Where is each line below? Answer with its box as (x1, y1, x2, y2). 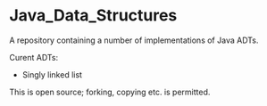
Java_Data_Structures (9, 5, 178, 26)
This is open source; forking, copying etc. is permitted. (9, 86, 211, 97)
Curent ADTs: (9, 52, 59, 62)
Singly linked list (21, 69, 83, 80)
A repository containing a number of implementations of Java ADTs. (9, 35, 259, 45)
